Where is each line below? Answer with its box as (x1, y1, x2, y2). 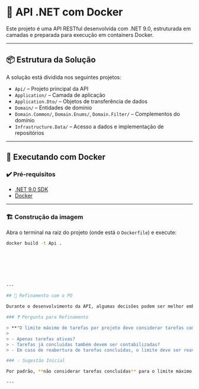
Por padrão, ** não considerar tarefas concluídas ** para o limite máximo (6, 368, 192, 375)
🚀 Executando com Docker (6, 152, 105, 162)
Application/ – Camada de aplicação (14, 91, 105, 99)
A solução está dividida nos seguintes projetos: (6, 74, 121, 81)
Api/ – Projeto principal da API (14, 85, 89, 92)
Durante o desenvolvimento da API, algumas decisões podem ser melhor (6, 303, 184, 309)
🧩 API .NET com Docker (6, 5, 123, 19)
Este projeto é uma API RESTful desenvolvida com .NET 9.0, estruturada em (6, 25, 191, 32)
